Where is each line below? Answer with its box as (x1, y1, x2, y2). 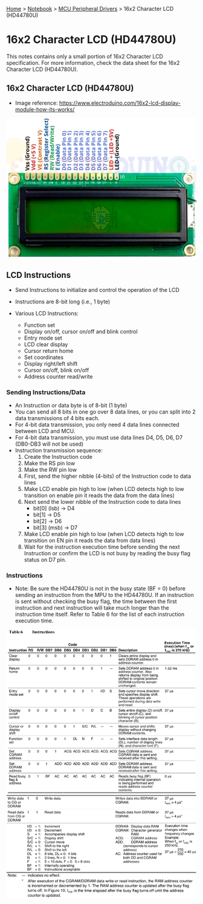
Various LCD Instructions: (14, 309, 79, 317)
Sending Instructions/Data (6, 388, 86, 396)
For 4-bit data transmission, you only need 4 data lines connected (14, 421, 179, 429)
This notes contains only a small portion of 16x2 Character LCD (6, 53, 163, 60)
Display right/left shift (24, 360, 78, 367)
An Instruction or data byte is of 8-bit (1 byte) (14, 402, 127, 409)
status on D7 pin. (24, 556, 66, 564)
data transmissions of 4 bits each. (14, 415, 100, 422)
